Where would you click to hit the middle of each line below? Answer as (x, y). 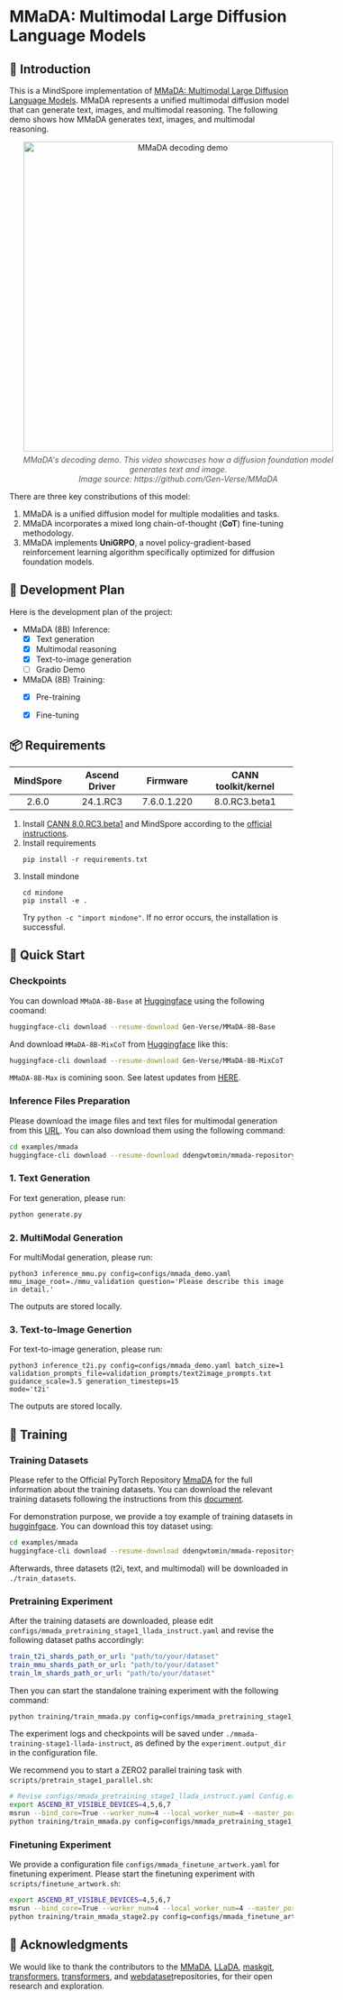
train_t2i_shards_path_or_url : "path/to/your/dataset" (114, 1656)
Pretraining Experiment (61, 1601)
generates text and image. (178, 469)
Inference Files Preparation (70, 1101)
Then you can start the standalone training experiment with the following (144, 1690)
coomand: (28, 1010)
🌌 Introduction (50, 69)
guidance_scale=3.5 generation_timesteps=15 (94, 1381)
